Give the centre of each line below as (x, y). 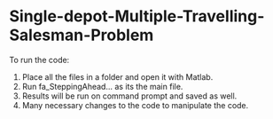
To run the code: (39, 59)
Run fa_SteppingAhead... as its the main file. (102, 86)
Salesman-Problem (82, 35)
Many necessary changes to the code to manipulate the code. (135, 105)
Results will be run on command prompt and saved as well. (129, 96)
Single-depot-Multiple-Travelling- (137, 16)
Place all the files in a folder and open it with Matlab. (117, 76)
